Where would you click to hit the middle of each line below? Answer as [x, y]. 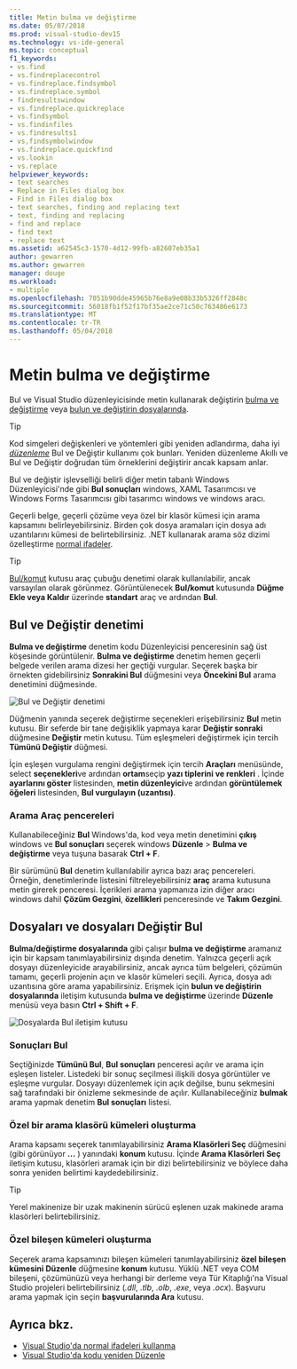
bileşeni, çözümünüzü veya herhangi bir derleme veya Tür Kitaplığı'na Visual [148, 1278]
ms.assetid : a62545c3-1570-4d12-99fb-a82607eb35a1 [105, 249]
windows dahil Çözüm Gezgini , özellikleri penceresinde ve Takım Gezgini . [146, 898]
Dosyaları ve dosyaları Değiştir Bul [106, 927]
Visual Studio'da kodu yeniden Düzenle [94, 1356]
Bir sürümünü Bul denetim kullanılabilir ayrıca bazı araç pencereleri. [133, 870]
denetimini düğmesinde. [53, 684]
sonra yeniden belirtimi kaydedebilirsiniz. [84, 1173]
